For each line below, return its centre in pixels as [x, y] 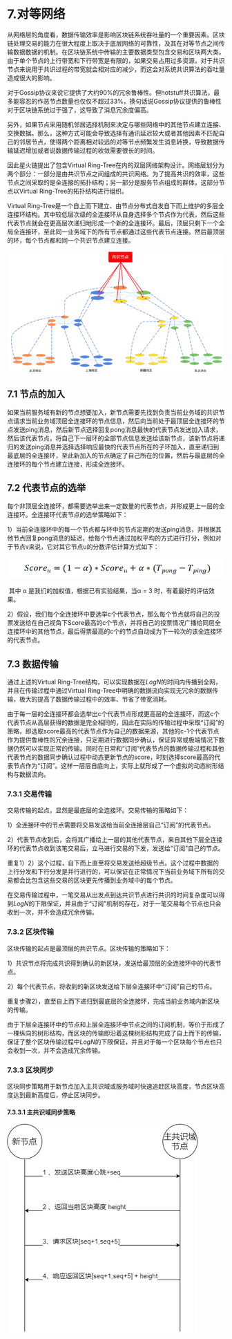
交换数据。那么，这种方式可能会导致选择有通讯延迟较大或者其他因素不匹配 [113, 133]
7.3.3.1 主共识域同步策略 [41, 1112]
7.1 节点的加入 [36, 394]
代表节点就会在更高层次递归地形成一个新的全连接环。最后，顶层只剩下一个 [113, 223]
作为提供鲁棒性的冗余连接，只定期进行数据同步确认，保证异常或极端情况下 [113, 740]
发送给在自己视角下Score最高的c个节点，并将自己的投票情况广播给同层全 [117, 623]
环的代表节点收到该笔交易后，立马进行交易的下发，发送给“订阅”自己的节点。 [116, 848]
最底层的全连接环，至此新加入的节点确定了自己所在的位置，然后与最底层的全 [116, 455]
